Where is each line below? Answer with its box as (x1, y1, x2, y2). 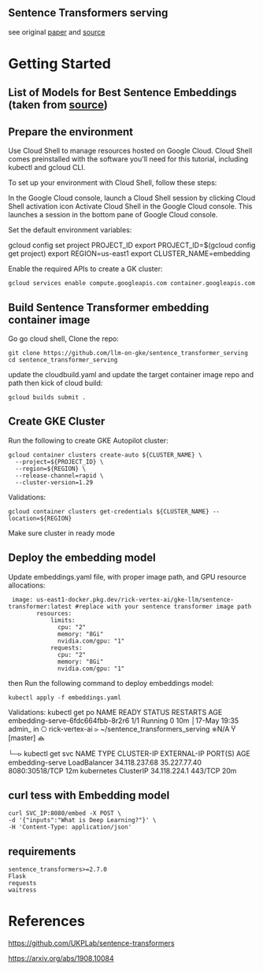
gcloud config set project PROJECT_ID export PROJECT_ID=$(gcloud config (8, 240, 256, 250)
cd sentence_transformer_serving (8, 356, 118, 365)
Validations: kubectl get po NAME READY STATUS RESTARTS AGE (8, 707, 223, 717)
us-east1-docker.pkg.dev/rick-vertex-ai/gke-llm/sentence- (36, 595, 235, 603)
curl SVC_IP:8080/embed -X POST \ (8, 810, 122, 817)
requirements (8, 844, 76, 858)
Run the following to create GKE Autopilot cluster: (8, 435, 169, 445)
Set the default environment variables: (8, 225, 132, 235)
